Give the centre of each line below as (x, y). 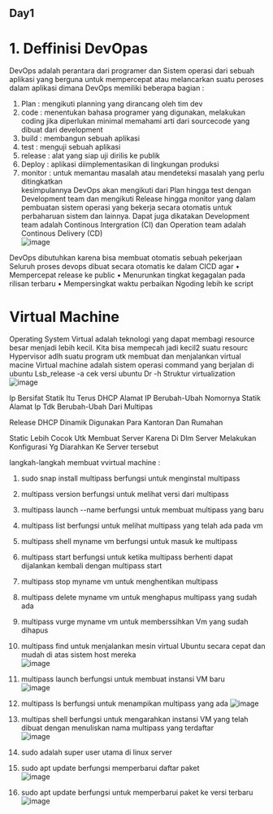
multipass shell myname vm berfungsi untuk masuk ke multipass (129, 542)
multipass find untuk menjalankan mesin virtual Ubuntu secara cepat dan (143, 646)
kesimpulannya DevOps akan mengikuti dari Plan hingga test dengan (136, 190)
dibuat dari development (62, 130)
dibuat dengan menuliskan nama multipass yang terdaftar (117, 728)
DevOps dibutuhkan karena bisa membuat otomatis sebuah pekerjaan (126, 258)
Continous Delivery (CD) (62, 233)
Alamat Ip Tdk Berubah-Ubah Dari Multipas (81, 407)
